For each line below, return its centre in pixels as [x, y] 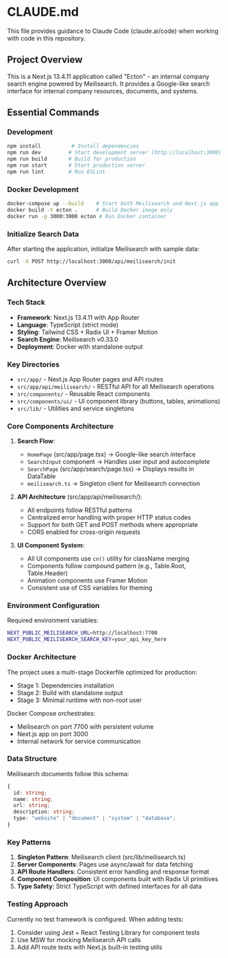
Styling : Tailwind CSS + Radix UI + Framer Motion [87, 332]
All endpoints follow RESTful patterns [79, 510]
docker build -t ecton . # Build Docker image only [90, 210]
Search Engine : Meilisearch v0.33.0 [67, 339]
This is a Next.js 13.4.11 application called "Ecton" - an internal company [109, 76]
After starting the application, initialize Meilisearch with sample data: [103, 249]
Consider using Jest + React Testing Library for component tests [108, 932]
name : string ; [33, 799]
